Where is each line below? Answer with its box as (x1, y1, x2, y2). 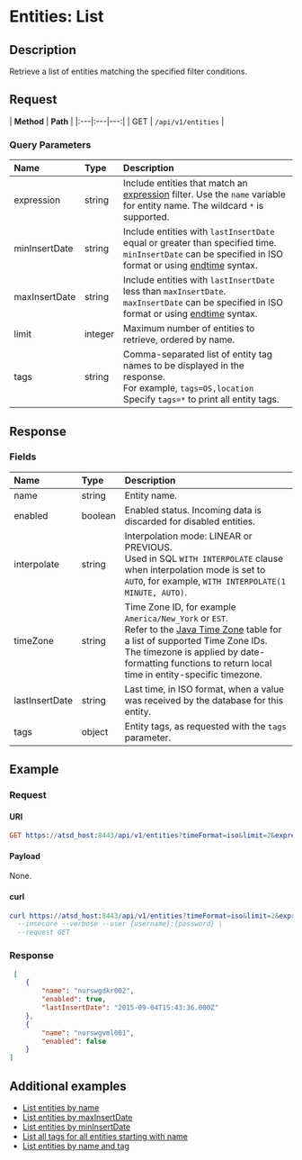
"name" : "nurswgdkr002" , (41, 986, 135, 996)
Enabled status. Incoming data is (124, 503, 262, 516)
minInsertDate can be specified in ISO (122, 248, 283, 260)
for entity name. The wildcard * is (122, 200, 264, 213)
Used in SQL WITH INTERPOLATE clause (124, 552, 284, 565)
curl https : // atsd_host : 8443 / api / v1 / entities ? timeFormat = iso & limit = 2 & (9, 911, 280, 920)
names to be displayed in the (122, 359, 244, 372)
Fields (9, 450, 37, 463)
